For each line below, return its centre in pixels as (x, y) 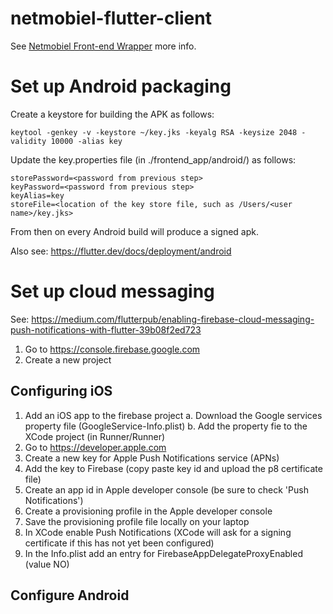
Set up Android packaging (121, 86)
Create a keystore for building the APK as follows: (112, 114)
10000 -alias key (86, 141)
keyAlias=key (37, 195)
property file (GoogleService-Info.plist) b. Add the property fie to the (166, 426)
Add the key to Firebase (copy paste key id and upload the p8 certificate (173, 468)
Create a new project (68, 359)
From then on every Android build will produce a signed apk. (135, 231)
